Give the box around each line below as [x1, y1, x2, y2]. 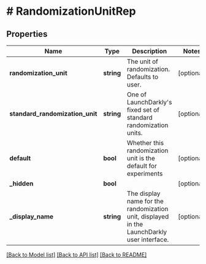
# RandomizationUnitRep [6, 4, 136, 18]
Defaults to [126, 72, 159, 81]
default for [126, 161, 158, 170]
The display [126, 189, 161, 198]
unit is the [126, 154, 155, 162]
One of [126, 90, 147, 99]
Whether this [126, 139, 164, 147]
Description [131, 47, 167, 55]
